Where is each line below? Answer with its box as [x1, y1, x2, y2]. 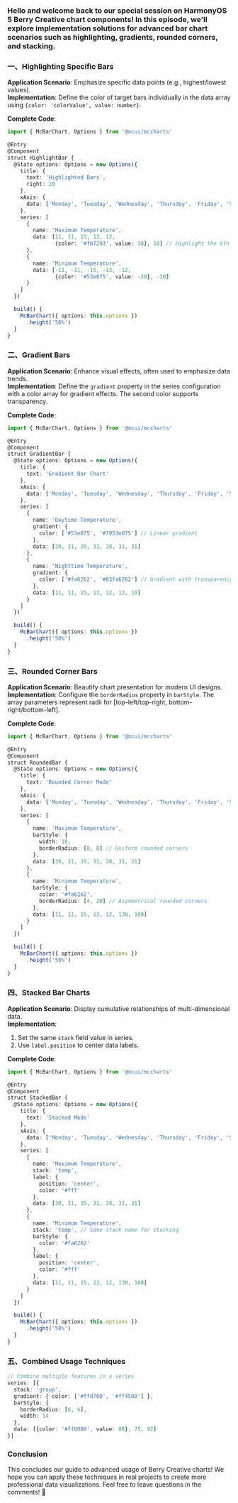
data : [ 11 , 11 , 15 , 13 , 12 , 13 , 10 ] [33, 589, 141, 596]
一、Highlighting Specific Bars [7, 61, 114, 71]
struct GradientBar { [7, 450, 72, 458]
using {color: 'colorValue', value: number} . [7, 101, 142, 109]
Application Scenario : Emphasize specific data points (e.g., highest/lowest [7, 78, 227, 87]
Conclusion [7, 1449, 48, 1459]
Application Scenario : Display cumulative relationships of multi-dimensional [7, 1004, 230, 1013]
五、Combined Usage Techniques [7, 1356, 126, 1366]
